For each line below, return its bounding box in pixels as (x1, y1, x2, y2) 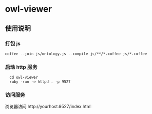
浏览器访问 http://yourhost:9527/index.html (5, 104, 92, 110)
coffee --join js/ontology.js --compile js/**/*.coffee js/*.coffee (5, 51, 147, 56)
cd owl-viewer (9, 75, 38, 80)
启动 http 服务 (5, 64, 38, 70)
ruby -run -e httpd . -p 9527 (9, 79, 71, 84)
